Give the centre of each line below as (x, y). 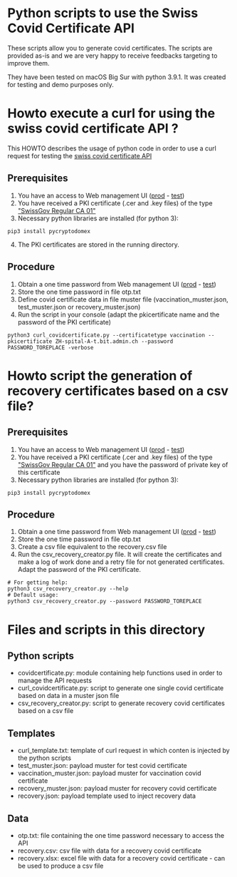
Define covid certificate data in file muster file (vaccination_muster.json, (123, 299)
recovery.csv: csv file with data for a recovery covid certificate (109, 851)
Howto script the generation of (100, 375)
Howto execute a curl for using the (111, 114)
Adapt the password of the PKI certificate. (79, 570)
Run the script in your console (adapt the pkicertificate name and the (118, 314)
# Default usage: (33, 595)
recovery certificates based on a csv (118, 391)
